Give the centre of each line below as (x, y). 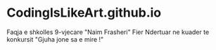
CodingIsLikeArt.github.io (84, 13)
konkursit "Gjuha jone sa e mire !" (55, 39)
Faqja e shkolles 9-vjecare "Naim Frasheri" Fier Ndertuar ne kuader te (108, 32)
